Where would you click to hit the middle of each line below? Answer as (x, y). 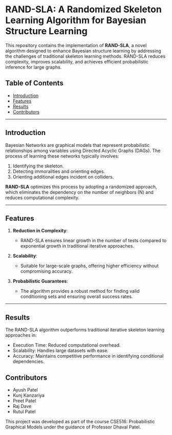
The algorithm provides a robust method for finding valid (80, 291)
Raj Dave (22, 406)
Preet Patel (24, 401)
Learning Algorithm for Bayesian (76, 20)
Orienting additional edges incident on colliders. (63, 177)
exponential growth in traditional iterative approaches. (77, 246)
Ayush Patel (25, 390)
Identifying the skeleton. (38, 166)
